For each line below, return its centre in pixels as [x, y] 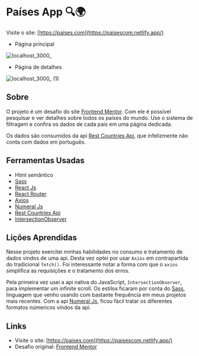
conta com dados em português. [46, 142]
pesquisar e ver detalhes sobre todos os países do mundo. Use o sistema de [99, 117]
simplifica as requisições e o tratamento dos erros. [68, 271]
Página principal [34, 44]
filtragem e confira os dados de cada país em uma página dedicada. [89, 124]
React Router [31, 193]
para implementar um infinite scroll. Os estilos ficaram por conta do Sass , [96, 288]
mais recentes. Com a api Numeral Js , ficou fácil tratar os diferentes [89, 301]
